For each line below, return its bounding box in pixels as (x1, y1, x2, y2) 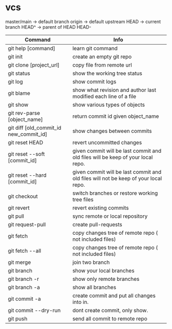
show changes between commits (72, 127, 152, 134)
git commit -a (8, 295, 41, 302)
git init (8, 53, 23, 60)
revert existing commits (72, 204, 129, 211)
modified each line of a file (72, 93, 137, 100)
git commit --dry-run (8, 306, 61, 314)
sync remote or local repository (72, 212, 148, 219)
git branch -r (8, 275, 39, 282)
